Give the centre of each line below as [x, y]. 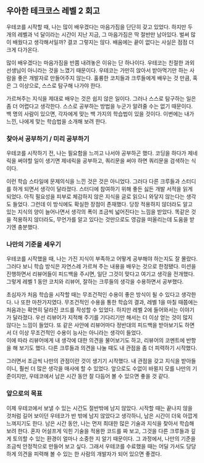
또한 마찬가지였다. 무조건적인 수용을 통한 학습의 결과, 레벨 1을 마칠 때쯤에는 [109, 302]
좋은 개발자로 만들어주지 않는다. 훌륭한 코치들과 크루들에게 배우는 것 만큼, [104, 77]
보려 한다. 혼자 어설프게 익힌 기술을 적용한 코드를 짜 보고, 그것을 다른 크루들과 [98, 431]
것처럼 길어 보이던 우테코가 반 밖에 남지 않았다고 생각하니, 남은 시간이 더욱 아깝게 [102, 415]
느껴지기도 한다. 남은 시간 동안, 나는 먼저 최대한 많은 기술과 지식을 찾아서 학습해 [100, 423]
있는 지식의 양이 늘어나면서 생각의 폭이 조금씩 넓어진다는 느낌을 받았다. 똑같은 [98, 212]
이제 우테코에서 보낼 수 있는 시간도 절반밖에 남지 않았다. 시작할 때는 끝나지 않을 [100, 408]
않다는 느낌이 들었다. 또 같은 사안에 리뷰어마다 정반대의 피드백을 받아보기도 [95, 325]
